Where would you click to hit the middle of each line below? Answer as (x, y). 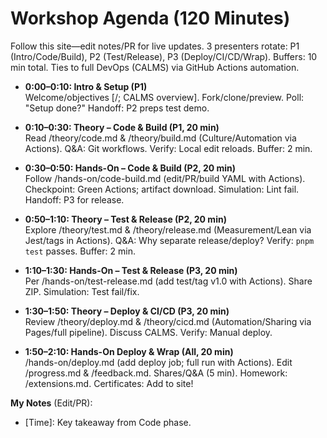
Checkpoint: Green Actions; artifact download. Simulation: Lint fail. (162, 189)
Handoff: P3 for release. (74, 199)
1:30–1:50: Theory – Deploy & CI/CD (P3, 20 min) (127, 311)
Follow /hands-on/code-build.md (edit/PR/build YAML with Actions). (165, 178)
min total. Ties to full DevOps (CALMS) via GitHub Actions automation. (155, 67)
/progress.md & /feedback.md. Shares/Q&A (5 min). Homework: (156, 373)
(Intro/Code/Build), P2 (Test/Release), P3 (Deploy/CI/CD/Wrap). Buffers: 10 (164, 56)
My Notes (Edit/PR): (51, 403)
